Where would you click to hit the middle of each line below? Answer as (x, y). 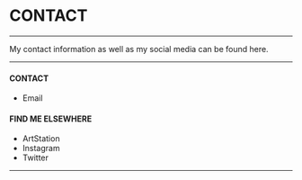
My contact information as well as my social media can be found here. (139, 49)
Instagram (41, 148)
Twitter (36, 157)
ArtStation (41, 139)
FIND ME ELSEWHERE (51, 119)
